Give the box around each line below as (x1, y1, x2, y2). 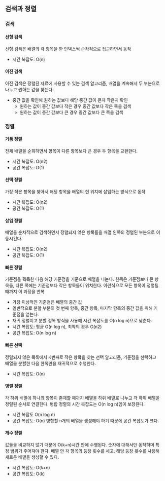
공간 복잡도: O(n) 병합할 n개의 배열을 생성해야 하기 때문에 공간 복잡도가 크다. (12, 417, 159, 423)
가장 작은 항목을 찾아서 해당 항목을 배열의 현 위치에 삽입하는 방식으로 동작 (5, 189, 146, 195)
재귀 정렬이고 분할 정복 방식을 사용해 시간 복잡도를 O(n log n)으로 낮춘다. (12, 318, 152, 324)
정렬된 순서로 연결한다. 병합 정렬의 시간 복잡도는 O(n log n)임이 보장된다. (5, 401, 145, 407)
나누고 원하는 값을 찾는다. (5, 86, 54, 92)
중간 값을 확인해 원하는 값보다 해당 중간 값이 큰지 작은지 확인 (12, 97, 128, 103)
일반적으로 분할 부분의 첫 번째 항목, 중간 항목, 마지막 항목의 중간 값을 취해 (12, 305, 153, 311)
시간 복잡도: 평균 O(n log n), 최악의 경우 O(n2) (12, 324, 102, 330)
